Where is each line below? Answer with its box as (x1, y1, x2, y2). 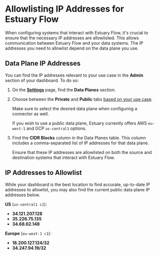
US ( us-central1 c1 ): (5, 201, 47, 207)
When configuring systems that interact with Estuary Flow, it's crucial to (5, 30, 149, 35)
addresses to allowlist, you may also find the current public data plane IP (5, 187, 150, 192)
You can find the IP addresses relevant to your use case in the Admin (5, 72, 143, 78)
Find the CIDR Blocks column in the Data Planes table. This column (12, 135, 146, 140)
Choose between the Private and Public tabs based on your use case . (12, 96, 153, 102)
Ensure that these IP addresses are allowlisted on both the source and (12, 149, 152, 155)
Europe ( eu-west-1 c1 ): (5, 230, 52, 236)
